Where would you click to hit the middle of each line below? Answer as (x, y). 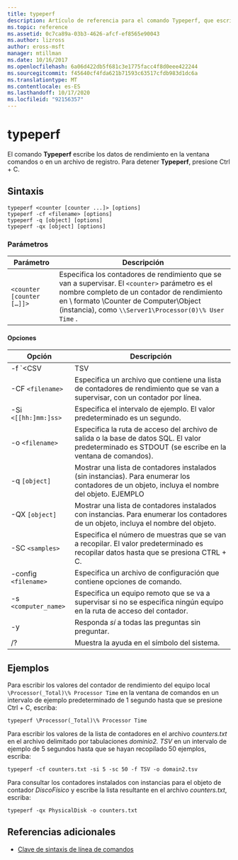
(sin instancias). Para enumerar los (132, 477)
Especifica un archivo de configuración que (147, 573)
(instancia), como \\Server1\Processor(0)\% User (142, 310)
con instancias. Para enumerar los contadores (151, 514)
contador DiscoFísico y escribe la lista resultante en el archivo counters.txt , (117, 790)
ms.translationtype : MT (42, 80)
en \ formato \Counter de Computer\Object (130, 301)
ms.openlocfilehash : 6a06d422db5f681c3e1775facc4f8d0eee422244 (103, 67)
